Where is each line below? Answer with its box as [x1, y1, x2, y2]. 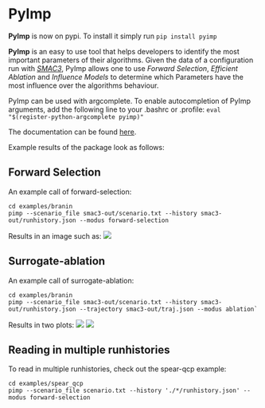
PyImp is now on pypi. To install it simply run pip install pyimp [8, 31, 217, 41]
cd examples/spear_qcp [8, 380, 84, 388]
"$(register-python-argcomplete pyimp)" [8, 113, 145, 121]
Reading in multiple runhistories [8, 343, 170, 356]
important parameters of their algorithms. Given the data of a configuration [8, 55, 254, 65]
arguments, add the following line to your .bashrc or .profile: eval [8, 105, 221, 114]
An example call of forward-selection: [8, 187, 132, 196]
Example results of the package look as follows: [8, 142, 165, 152]
